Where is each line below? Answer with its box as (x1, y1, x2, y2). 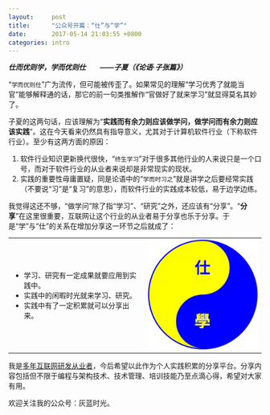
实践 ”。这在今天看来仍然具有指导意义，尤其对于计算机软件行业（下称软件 (14, 127, 259, 137)
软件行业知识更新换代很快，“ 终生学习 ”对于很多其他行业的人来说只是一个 (19, 154, 255, 164)
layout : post (8, 13, 67, 21)
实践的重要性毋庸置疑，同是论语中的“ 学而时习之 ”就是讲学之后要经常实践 (19, 174, 254, 184)
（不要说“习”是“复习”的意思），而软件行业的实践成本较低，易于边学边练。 (19, 184, 262, 194)
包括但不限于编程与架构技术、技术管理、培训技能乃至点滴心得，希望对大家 (14, 371, 262, 381)
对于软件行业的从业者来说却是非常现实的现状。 (41, 164, 197, 174)
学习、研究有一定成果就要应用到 (23, 270, 130, 281)
